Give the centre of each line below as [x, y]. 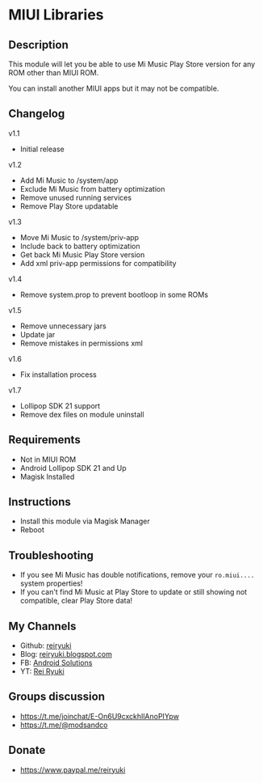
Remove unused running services [75, 197]
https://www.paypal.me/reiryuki [73, 769]
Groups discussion [57, 697]
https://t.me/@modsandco [64, 725]
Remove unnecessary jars [63, 326]
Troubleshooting [51, 555]
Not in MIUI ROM [48, 459]
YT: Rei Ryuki [42, 671]
